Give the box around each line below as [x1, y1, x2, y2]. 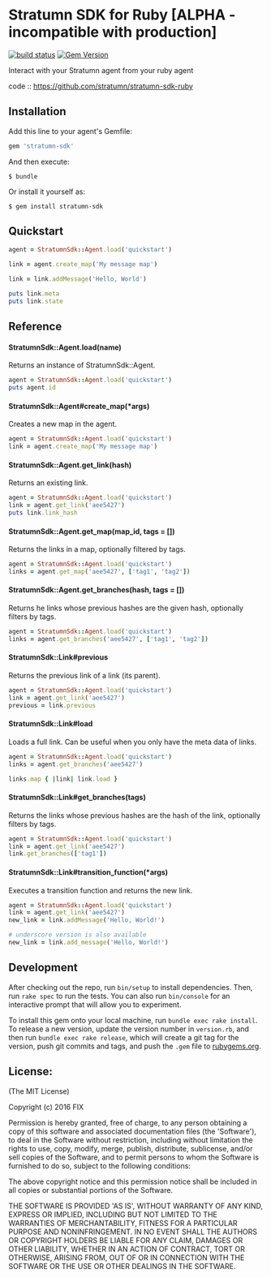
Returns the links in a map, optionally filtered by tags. [8, 544, 187, 554]
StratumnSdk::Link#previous [8, 652, 108, 662]
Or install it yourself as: [8, 187, 85, 196]
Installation [8, 105, 67, 118]
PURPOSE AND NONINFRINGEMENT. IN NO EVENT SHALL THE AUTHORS [8, 1227, 258, 1237]
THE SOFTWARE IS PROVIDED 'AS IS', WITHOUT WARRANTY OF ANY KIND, [8, 1201, 264, 1211]
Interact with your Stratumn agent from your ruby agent [8, 65, 194, 75]
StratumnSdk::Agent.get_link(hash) [8, 460, 132, 470]
